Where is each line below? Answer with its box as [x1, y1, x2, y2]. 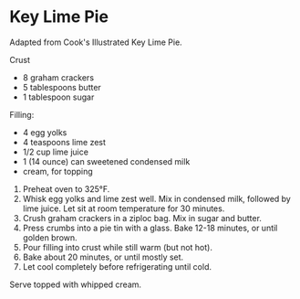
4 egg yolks [22, 126, 67, 138]
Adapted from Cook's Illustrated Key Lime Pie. [9, 37, 182, 48]
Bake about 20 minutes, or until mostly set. [22, 251, 184, 262]
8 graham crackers [22, 71, 94, 83]
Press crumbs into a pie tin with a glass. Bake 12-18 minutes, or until [22, 222, 278, 233]
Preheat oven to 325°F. [22, 183, 110, 194]
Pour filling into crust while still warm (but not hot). [22, 241, 212, 252]
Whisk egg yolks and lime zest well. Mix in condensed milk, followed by [22, 193, 292, 204]
